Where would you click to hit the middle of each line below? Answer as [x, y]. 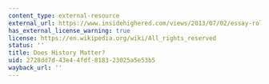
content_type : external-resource [64, 16]
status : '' [26, 46]
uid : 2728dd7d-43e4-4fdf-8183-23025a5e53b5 [82, 61]
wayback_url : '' [35, 68]
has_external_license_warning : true [69, 30]
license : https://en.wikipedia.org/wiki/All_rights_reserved [112, 38]
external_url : [32, 23]
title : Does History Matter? [57, 53]
